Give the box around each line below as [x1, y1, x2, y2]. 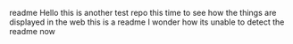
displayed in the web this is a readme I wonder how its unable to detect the [9, 17, 285, 27]
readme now [9, 26, 56, 36]
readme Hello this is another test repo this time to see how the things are [9, 8, 277, 18]
